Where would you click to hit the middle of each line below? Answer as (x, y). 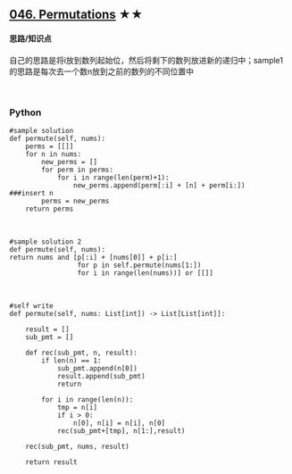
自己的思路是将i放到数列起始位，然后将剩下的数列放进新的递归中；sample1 (146, 60)
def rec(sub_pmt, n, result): (82, 353)
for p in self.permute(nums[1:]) (139, 265)
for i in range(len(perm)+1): (113, 178)
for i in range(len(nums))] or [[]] (146, 273)
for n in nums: (54, 154)
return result (51, 462)
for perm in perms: (78, 170)
